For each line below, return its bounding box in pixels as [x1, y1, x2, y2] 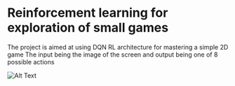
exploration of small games [7, 20, 169, 36]
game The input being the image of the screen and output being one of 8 [7, 50, 218, 59]
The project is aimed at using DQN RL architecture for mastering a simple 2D [7, 43, 229, 51]
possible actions [7, 57, 55, 66]
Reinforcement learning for [7, 5, 168, 21]
